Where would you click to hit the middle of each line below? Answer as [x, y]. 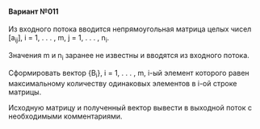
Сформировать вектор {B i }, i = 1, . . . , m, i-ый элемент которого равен [129, 74]
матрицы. [25, 92]
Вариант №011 [34, 11]
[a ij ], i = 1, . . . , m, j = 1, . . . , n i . [59, 39]
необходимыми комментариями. [65, 116]
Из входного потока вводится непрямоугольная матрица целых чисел [130, 29]
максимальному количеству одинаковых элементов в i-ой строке [123, 83]
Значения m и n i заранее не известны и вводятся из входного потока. [129, 56]
